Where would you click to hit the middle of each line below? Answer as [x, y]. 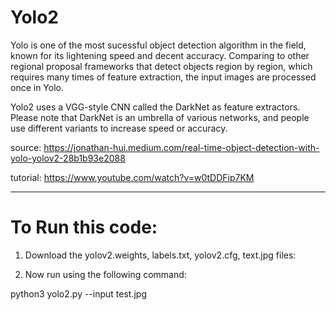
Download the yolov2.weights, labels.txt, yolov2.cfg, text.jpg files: [160, 255]
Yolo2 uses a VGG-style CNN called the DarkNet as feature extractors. [155, 107]
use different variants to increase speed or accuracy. [119, 128]
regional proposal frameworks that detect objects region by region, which [161, 66]
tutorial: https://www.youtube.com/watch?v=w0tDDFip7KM [132, 177]
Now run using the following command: [105, 274]
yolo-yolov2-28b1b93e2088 [68, 158]
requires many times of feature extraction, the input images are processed [163, 77]
